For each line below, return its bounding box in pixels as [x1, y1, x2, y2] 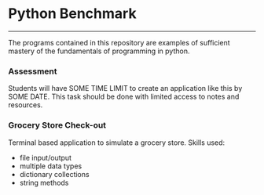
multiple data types [19, 161, 82, 171]
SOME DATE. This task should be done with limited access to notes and [8, 92, 240, 102]
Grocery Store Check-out [8, 120, 107, 131]
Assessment [8, 66, 57, 77]
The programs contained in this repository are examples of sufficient [8, 38, 230, 47]
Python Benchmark [8, 5, 137, 23]
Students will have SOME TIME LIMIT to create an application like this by [8, 84, 243, 93]
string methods [19, 178, 69, 187]
